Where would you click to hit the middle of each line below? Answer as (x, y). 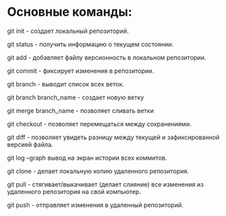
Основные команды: (70, 12)
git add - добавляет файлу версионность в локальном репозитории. (107, 57)
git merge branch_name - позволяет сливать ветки (80, 110)
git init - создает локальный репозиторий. (68, 31)
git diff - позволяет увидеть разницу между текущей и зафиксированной (114, 137)
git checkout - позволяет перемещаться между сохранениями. (99, 123)
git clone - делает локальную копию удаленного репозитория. (98, 171)
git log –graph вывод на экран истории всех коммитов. (87, 158)
